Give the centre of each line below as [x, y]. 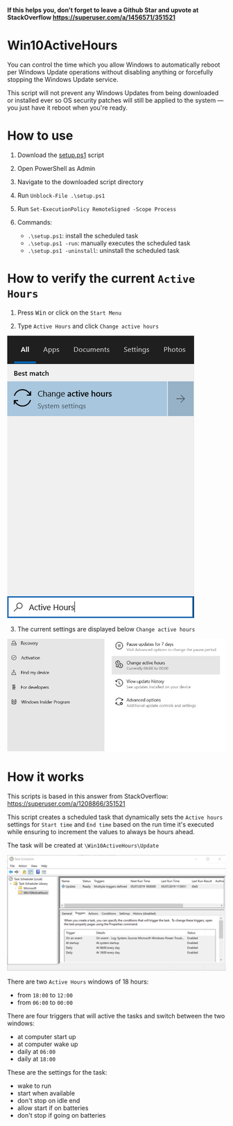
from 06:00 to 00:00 [45, 1002]
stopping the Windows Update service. [63, 79]
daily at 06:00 [36, 1051]
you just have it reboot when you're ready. [68, 108]
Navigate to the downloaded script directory [80, 182]
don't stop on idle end [49, 1100]
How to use [40, 136]
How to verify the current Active [101, 279]
